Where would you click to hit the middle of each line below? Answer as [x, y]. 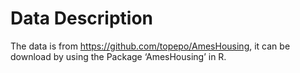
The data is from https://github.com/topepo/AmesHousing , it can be [150, 46]
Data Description [82, 18]
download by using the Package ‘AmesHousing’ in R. [118, 56]
